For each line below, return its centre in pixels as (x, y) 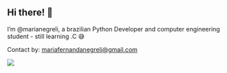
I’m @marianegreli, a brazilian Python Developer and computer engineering (113, 29)
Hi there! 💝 (30, 13)
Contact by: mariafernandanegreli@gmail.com (72, 49)
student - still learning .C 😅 (46, 36)
